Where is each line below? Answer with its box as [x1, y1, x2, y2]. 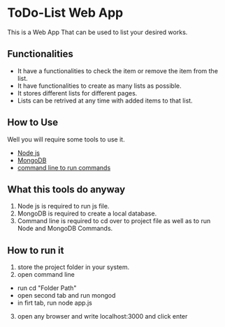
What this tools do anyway [7, 183, 126, 195]
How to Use [7, 116, 59, 128]
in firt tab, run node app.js [17, 298, 92, 307]
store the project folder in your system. [17, 263, 130, 271]
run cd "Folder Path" [17, 284, 77, 292]
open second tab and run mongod [17, 291, 116, 300]
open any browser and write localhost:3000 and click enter [17, 312, 188, 321]
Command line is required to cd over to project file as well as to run [17, 217, 211, 225]
